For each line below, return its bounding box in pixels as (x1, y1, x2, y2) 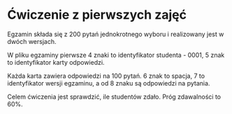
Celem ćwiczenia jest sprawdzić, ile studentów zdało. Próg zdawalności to (7, 92, 222, 101)
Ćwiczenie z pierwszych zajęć (7, 7, 187, 23)
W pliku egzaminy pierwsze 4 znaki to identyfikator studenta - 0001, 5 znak (7, 51, 225, 59)
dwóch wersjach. (7, 37, 57, 45)
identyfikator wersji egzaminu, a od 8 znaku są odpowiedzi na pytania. (7, 79, 210, 87)
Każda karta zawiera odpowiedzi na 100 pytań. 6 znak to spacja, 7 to (7, 72, 205, 80)
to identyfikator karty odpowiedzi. (7, 58, 105, 66)
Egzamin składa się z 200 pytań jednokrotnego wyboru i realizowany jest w (7, 30, 224, 38)
